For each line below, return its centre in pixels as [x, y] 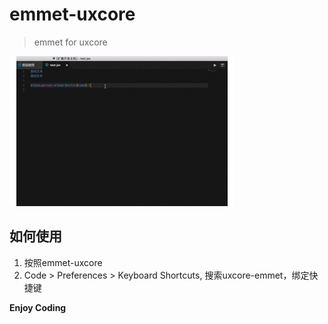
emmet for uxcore [70, 42]
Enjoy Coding [38, 307]
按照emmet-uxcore [63, 262]
